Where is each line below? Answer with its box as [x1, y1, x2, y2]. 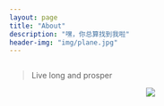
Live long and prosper [30, 70, 113, 81]
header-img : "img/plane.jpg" [9, 37, 118, 47]
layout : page [9, 12, 58, 22]
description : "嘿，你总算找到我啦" [9, 29, 130, 38]
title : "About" [9, 21, 66, 30]
